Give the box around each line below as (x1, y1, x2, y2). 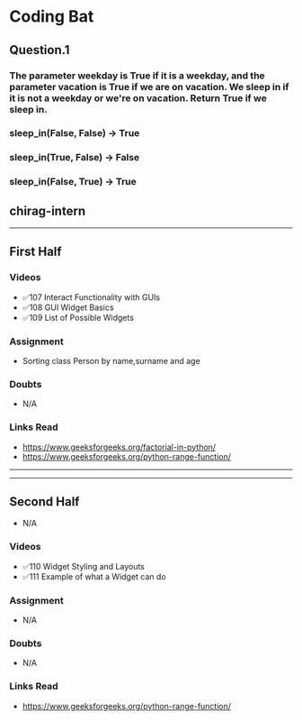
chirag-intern (9, 203, 86, 218)
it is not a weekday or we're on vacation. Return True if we (9, 92, 267, 105)
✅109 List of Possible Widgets (22, 312, 135, 323)
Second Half (9, 494, 80, 510)
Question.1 (9, 42, 70, 58)
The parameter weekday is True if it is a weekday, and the (9, 69, 265, 82)
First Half (9, 244, 62, 260)
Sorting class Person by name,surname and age (22, 356, 200, 367)
